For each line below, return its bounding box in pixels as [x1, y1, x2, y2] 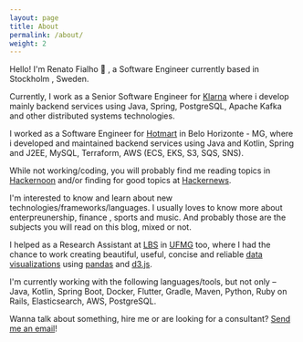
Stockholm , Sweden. [9, 74, 89, 85]
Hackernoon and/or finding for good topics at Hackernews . [9, 175, 232, 186]
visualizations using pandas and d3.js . [9, 259, 153, 270]
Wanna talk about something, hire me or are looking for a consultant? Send [9, 314, 291, 325]
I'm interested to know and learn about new [9, 192, 173, 203]
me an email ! [9, 323, 57, 334]
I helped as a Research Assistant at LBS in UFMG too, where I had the [9, 239, 271, 251]
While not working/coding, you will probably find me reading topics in [9, 165, 271, 176]
